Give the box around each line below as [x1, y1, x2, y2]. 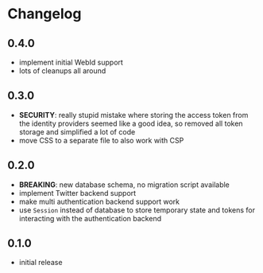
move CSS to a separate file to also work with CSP [18, 135, 184, 145]
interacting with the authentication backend [18, 213, 162, 223]
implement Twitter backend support [18, 188, 137, 197]
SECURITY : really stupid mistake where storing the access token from [18, 110, 249, 119]
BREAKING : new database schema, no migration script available [18, 180, 230, 189]
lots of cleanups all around [18, 66, 106, 76]
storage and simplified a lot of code [18, 127, 136, 136]
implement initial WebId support [18, 57, 124, 67]
